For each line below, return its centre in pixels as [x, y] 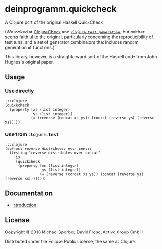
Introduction [24, 205]
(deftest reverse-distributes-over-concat [48, 149]
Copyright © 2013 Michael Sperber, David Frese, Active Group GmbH [74, 232]
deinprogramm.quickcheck [61, 9]
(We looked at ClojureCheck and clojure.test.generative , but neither [75, 32]
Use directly [20, 91]
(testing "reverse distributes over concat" [55, 153]
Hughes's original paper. [29, 62]
